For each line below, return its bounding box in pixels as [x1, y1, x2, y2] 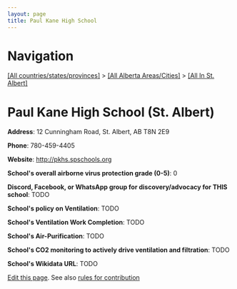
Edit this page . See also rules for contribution [7, 273, 141, 282]
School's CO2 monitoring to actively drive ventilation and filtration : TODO [7, 245, 230, 254]
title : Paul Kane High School [7, 17, 98, 24]
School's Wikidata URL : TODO [7, 260, 99, 268]
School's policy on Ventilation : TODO [7, 204, 120, 213]
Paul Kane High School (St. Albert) [7, 104, 215, 120]
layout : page [7, 10, 46, 18]
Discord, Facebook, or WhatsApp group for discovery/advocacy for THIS [7, 183, 228, 191]
